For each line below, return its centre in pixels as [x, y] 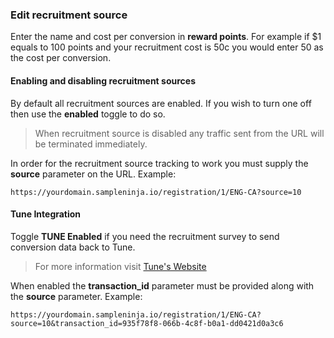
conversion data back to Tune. [73, 247]
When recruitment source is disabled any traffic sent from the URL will [179, 133]
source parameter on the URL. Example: [93, 174]
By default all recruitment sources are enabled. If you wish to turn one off [161, 103]
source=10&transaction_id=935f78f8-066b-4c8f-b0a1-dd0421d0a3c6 [147, 323]
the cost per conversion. [61, 58]
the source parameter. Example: [76, 296]
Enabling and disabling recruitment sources [103, 80]
